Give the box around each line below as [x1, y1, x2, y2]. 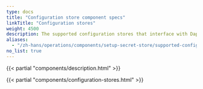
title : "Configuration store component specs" [6, 14, 126, 20]
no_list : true [6, 48, 42, 54]
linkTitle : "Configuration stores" [6, 20, 96, 26]
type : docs [6, 8, 34, 15]
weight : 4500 [6, 25, 39, 32]
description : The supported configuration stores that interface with [6, 31, 188, 37]
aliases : [6, 37, 28, 43]
